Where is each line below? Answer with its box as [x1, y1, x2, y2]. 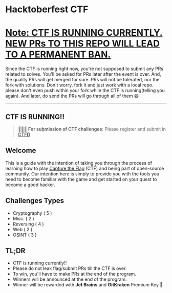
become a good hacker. [5, 182, 55, 188]
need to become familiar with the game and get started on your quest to [5, 176, 157, 182]
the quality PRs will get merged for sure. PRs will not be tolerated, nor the [5, 77, 160, 83]
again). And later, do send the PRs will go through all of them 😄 [5, 93, 139, 99]
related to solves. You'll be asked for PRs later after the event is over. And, [5, 71, 161, 77]
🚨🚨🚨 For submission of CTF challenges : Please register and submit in [17, 126, 166, 132]
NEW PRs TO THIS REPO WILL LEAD [5, 38, 160, 50]
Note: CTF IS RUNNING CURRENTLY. [5, 27, 163, 39]
